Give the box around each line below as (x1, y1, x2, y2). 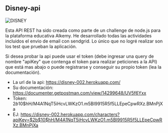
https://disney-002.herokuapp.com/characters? (20, 111, 120, 117)
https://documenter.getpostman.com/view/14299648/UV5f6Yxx (12, 90, 147, 96)
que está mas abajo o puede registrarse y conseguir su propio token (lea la (5, 64, 162, 70)
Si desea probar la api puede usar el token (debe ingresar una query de (5, 53, 154, 59)
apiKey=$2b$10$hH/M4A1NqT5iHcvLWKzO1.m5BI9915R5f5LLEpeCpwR (12, 116, 162, 123)
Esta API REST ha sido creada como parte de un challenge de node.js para (5, 27, 161, 33)
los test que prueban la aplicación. (5, 43, 77, 50)
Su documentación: (12, 84, 54, 91)
